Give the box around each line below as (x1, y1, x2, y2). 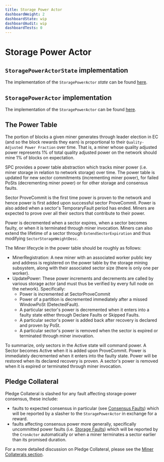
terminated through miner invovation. (19, 333, 94, 339)
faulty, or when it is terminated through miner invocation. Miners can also (5, 225, 153, 231)
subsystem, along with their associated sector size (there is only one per (12, 265, 159, 271)
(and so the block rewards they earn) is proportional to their (5, 139, 126, 145)
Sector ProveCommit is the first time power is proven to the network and (5, 195, 151, 201)
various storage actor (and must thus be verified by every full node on (12, 281, 154, 287)
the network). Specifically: (12, 286, 66, 291)
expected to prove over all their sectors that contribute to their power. (5, 210, 145, 216)
